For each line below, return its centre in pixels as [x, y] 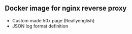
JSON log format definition [40, 26]
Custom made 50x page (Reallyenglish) [53, 20]
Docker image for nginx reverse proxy [66, 8]
